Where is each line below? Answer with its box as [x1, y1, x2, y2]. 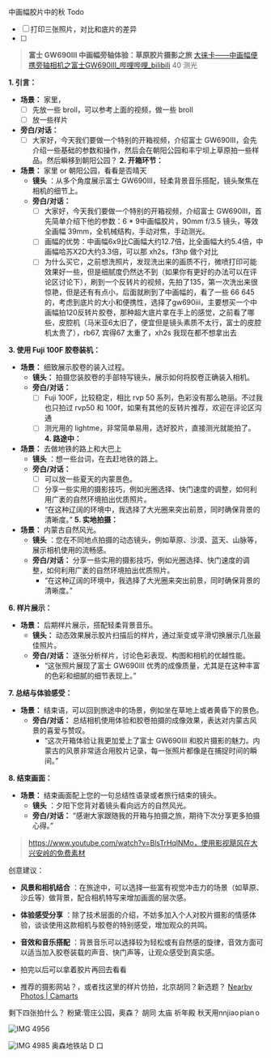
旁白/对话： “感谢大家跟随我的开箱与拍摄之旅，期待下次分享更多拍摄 [32, 810, 260, 820]
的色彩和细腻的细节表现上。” [44, 670, 137, 680]
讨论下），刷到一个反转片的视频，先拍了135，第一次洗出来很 [58, 277, 259, 287]
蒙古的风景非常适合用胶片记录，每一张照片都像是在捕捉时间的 [44, 745, 251, 756]
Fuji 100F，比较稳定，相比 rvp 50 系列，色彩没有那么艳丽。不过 [44, 392, 256, 403]
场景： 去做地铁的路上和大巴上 [19, 443, 122, 453]
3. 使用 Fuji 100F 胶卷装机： [8, 345, 101, 355]
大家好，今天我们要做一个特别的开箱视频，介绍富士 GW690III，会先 [32, 135, 257, 145]
